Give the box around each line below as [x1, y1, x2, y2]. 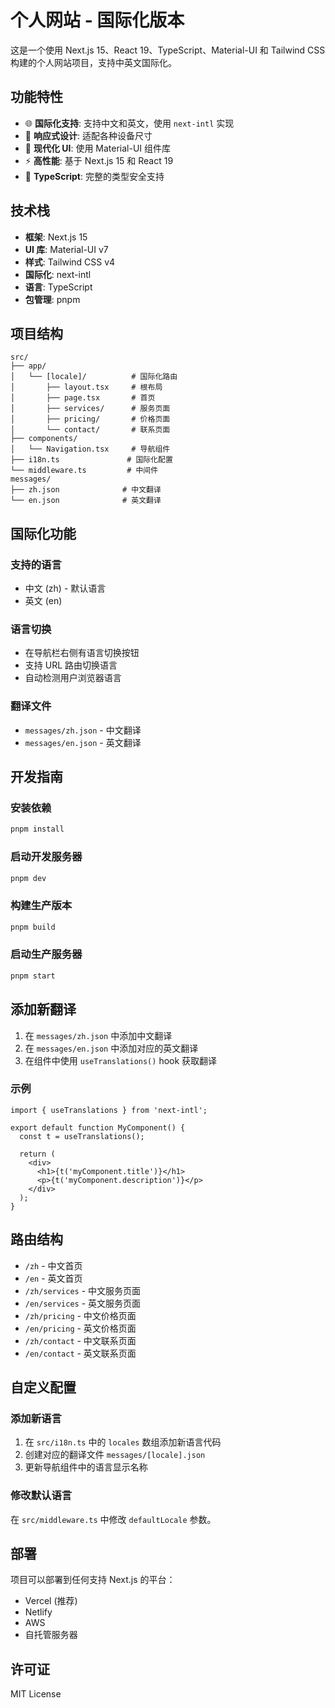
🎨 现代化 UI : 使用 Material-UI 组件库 [24, 142, 172, 154]
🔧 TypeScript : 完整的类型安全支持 [24, 170, 165, 182]
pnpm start [10, 971, 56, 981]
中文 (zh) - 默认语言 [24, 582, 107, 595]
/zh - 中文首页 [24, 1259, 83, 1271]
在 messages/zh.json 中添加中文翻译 [24, 1029, 173, 1041]
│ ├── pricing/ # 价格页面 [10, 414, 171, 425]
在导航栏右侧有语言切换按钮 [24, 647, 140, 659]
